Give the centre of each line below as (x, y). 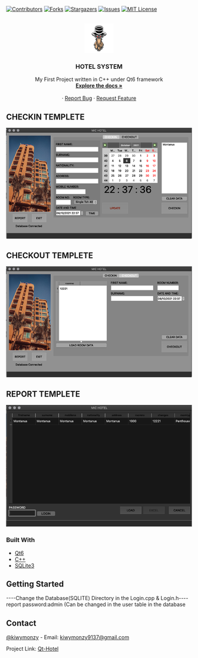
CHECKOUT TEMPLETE (49, 255)
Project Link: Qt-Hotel (32, 649)
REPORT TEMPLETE (43, 394)
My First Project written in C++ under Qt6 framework (99, 79)
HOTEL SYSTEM (99, 66)
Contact (21, 623)
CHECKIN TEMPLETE (45, 117)
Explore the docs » (99, 86)
